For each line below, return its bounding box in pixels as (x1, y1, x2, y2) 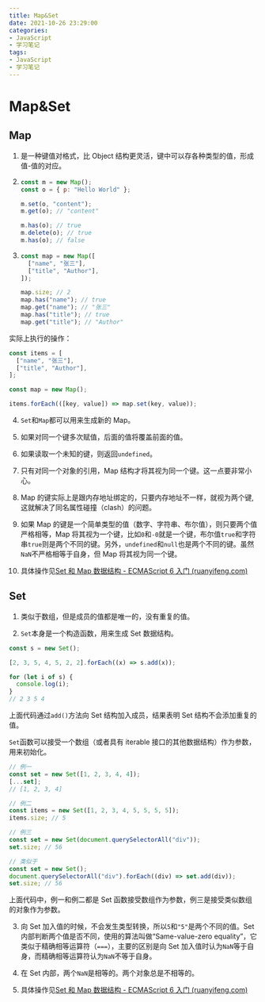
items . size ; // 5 (9, 814, 66, 822)
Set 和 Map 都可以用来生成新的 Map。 (20, 416, 135, 424)
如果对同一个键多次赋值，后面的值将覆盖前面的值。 (20, 432, 187, 441)
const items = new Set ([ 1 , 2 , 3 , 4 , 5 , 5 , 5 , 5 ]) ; (9, 807, 180, 815)
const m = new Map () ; (20, 178, 93, 186)
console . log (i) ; (16, 680, 70, 689)
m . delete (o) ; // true (20, 229, 93, 237)
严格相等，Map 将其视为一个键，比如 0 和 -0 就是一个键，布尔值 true (20, 529, 236, 539)
